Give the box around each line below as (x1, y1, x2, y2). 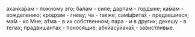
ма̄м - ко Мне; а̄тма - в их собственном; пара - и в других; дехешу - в (6, 18, 187, 24)
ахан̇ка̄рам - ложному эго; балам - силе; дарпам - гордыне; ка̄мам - (6, 5, 184, 12)
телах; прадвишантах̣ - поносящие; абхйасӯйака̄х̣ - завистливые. (6, 24, 175, 31)
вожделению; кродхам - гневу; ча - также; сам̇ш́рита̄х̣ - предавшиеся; (6, 11, 190, 18)
